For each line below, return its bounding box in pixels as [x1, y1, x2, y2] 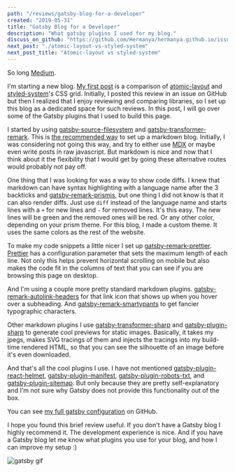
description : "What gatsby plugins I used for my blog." [7, 29, 177, 37]
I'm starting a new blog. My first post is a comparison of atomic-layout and [7, 82, 222, 90]
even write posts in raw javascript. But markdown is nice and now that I [7, 148, 213, 156]
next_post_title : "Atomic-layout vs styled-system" [7, 50, 161, 57]
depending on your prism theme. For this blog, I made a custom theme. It [7, 220, 218, 229]
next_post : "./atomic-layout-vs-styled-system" [7, 43, 149, 50]
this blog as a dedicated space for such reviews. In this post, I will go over [7, 104, 220, 113]
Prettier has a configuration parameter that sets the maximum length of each [7, 249, 228, 257]
